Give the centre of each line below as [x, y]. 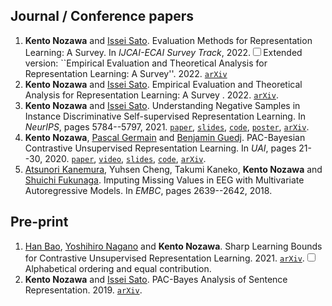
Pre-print [39, 222]
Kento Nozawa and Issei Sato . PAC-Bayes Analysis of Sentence [156, 279]
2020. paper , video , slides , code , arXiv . [125, 158]
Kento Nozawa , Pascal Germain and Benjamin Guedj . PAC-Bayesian [165, 137]
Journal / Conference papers [102, 16]
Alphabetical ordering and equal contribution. [118, 268]
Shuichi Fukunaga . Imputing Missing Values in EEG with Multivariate [164, 180]
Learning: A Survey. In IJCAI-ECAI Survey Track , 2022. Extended [163, 52]
